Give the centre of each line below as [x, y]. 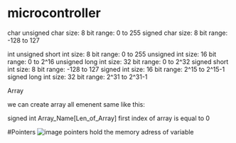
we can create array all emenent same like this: [76, 104]
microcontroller [54, 13]
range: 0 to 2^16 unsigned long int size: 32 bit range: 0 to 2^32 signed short [118, 61]
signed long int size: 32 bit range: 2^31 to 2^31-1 [77, 77]
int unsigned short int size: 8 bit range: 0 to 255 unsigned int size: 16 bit [112, 54]
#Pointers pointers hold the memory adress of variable [101, 132]
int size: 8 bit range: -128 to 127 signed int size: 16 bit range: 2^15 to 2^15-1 [116, 69]
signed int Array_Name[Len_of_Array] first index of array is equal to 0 [109, 118]
